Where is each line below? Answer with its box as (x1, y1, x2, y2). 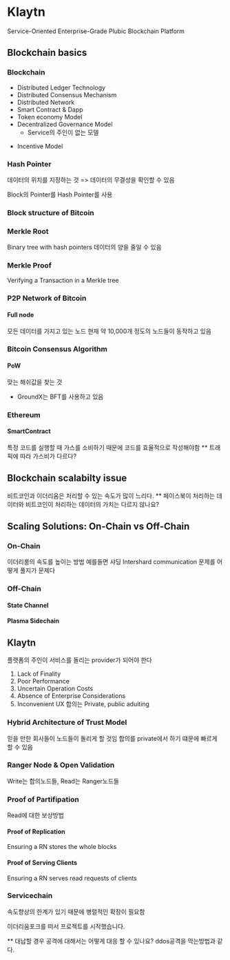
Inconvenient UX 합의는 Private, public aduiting (17, 700, 150, 708)
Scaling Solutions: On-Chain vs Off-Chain (7, 521, 190, 532)
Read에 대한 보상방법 (7, 811, 64, 819)
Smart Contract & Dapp (17, 105, 84, 114)
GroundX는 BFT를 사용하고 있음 (17, 392, 104, 401)
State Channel (7, 601, 49, 609)
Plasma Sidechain (7, 617, 60, 625)
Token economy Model (17, 112, 83, 121)
